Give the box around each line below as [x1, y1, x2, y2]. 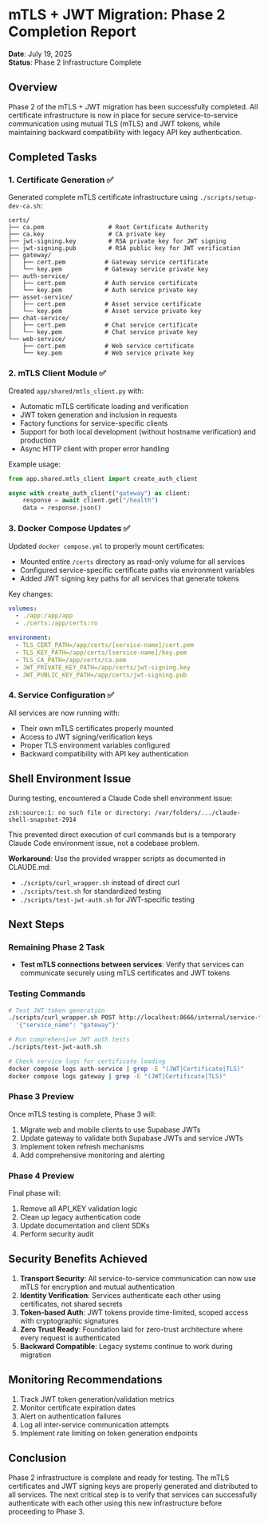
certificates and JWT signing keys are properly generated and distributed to [8, 1481, 258, 1490]
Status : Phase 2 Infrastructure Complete [8, 58, 142, 67]
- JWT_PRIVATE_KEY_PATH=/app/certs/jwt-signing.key [15, 663, 191, 672]
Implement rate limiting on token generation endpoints [19, 1428, 198, 1438]
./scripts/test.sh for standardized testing [19, 886, 162, 895]
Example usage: [8, 459, 61, 469]
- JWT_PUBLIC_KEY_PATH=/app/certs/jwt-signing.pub [15, 671, 187, 679]
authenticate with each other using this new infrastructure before [8, 1498, 223, 1507]
